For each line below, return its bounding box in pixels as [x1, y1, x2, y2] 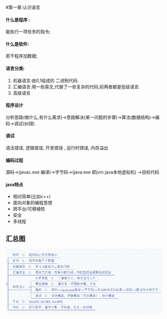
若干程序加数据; [5, 53, 38, 59]
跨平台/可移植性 [12, 206, 45, 212]
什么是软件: [5, 41, 29, 47]
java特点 [5, 181, 24, 187]
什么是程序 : [5, 16, 30, 22]
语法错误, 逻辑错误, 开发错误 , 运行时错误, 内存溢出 [5, 145, 108, 151]
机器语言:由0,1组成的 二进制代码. [12, 77, 79, 83]
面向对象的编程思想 [12, 200, 53, 206]
